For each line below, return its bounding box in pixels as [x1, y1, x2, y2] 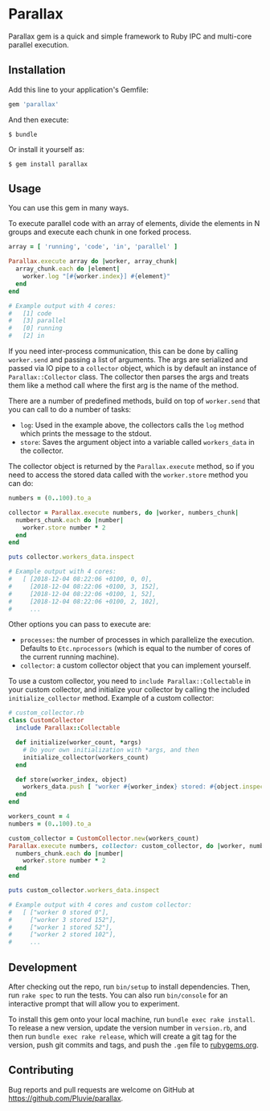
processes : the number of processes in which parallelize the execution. [19, 635, 255, 644]
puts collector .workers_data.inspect [8, 553, 135, 562]
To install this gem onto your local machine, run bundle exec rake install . [8, 1014, 256, 1024]
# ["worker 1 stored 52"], [8, 923, 113, 932]
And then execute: [8, 114, 69, 125]
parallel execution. [8, 39, 70, 49]
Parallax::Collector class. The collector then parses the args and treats [8, 372, 249, 382]
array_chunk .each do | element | [15, 265, 121, 274]
